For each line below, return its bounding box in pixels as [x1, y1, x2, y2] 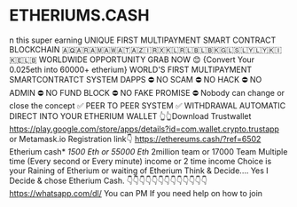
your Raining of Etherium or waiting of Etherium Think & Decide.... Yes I [9, 165, 269, 176]
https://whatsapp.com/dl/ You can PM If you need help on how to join [9, 187, 263, 198]
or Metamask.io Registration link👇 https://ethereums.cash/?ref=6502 [9, 133, 262, 144]
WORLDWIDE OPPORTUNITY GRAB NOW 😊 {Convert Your [38, 54, 255, 65]
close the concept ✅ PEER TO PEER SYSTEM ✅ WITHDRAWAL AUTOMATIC [9, 100, 286, 111]
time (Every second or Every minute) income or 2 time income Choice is [9, 155, 272, 166]
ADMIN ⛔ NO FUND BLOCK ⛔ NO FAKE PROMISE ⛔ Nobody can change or [9, 87, 285, 98]
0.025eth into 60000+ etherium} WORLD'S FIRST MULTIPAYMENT [9, 64, 253, 75]
